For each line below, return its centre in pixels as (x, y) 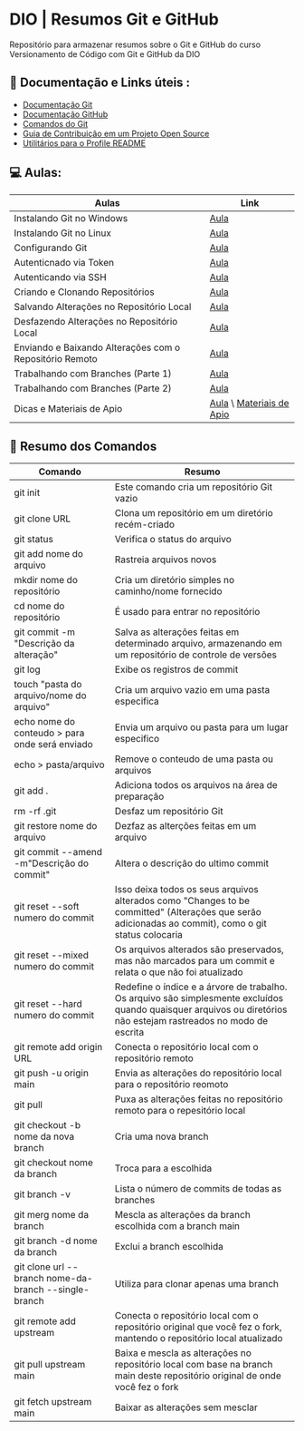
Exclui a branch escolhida (169, 1247)
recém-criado (144, 524)
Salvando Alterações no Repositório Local (103, 307)
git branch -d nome (56, 1241)
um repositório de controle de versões (196, 655)
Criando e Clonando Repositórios (85, 292)
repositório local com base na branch (194, 1365)
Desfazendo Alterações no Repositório (96, 321)
